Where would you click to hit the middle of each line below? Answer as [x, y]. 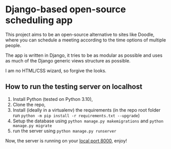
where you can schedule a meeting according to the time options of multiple [86, 40]
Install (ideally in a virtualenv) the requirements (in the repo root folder [87, 110]
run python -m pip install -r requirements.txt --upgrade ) [76, 115]
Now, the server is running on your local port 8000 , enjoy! [66, 141]
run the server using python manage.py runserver [65, 131]
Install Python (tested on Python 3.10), [53, 99]
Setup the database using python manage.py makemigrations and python [88, 121]
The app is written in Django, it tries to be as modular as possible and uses [84, 55]
